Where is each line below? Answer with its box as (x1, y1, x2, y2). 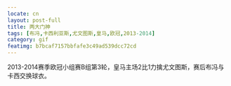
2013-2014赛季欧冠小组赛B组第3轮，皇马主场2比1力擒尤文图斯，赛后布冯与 (7, 63, 225, 71)
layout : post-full (7, 17, 61, 24)
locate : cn (7, 10, 39, 17)
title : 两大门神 (7, 23, 51, 30)
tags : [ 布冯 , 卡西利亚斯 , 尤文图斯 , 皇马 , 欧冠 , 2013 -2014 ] (7, 29, 156, 37)
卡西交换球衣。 (7, 71, 51, 80)
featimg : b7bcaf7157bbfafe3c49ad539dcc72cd (7, 43, 137, 50)
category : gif (7, 36, 49, 43)
